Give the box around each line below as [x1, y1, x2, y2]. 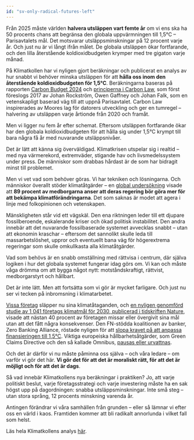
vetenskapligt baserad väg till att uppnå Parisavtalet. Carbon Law [6, 98, 163, 105]
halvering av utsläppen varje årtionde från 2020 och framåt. [6, 110, 150, 117]
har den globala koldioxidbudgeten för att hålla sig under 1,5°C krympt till [6, 128, 181, 135]
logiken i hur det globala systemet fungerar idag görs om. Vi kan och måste [6, 260, 187, 267]
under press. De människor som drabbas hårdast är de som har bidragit [6, 158, 178, 165]
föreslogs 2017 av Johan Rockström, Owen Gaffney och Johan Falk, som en [6, 92, 188, 99]
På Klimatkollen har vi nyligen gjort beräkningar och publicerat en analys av [6, 67, 187, 74]
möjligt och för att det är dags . [6, 362, 80, 369]
